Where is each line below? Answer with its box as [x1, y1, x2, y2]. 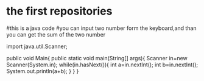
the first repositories [6, 4, 113, 18]
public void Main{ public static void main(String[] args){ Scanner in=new [6, 54, 188, 62]
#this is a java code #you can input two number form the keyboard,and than [6, 24, 197, 32]
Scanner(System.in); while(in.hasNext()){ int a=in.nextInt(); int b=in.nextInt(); [6, 61, 199, 68]
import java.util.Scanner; [6, 43, 68, 50]
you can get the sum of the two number [6, 30, 106, 38]
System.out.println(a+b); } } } [6, 67, 79, 74]
